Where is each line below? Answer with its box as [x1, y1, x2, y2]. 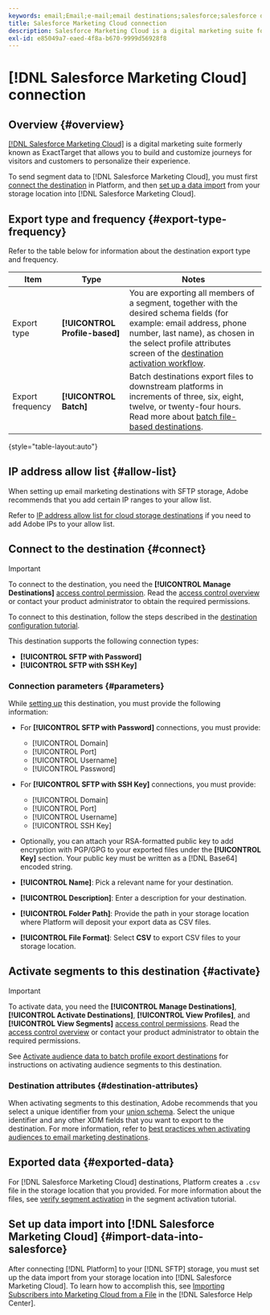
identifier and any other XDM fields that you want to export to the [8, 1116, 224, 1125]
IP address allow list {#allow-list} [8, 465, 177, 479]
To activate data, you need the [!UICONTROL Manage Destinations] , [8, 1001, 237, 1011]
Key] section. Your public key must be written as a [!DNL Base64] [19, 853, 238, 863]
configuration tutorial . [8, 620, 80, 630]
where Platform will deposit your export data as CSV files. [19, 917, 211, 927]
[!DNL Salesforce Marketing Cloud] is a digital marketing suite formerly [8, 139, 243, 149]
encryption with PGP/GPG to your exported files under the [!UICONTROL [19, 844, 261, 854]
